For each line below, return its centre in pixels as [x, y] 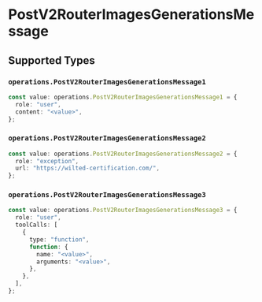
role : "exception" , [47, 161]
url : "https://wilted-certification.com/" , [87, 168]
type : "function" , [59, 239]
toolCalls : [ [37, 225]
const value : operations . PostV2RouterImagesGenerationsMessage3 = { [123, 211]
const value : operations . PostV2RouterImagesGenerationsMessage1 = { [123, 97]
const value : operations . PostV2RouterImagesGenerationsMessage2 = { [123, 154]
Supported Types [52, 60]
